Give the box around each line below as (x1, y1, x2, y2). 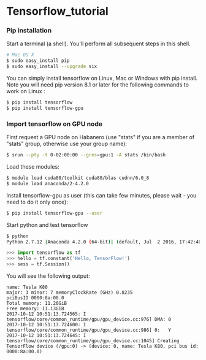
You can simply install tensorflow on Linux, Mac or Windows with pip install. (6, 75, 198, 82)
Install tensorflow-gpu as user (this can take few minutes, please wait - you (6, 191, 197, 199)
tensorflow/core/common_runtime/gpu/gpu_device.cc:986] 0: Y (6, 327, 172, 334)
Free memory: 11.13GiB (6, 305, 64, 312)
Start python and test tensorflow (6, 221, 88, 228)
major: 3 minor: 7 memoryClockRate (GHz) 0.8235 (6, 289, 133, 296)
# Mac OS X (6, 52, 34, 58)
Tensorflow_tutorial (6, 4, 109, 18)
